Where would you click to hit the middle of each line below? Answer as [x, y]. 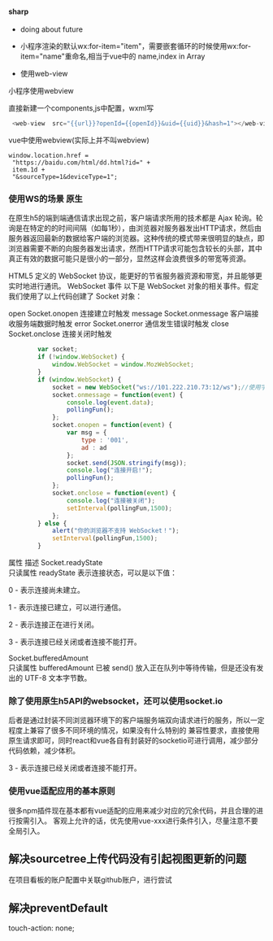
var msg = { [87, 433]
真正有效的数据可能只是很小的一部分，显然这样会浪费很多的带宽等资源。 [129, 259]
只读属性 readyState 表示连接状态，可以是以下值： [93, 573]
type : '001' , [105, 440]
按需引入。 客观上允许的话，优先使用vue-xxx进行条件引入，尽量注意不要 [136, 821]
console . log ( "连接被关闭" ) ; [111, 500]
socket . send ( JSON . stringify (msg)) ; [126, 463]
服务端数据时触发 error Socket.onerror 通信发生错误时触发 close [122, 324]
